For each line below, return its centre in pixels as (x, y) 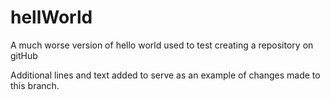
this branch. (35, 85)
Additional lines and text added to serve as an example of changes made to (165, 75)
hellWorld (51, 17)
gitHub (24, 55)
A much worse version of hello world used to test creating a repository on (162, 45)
